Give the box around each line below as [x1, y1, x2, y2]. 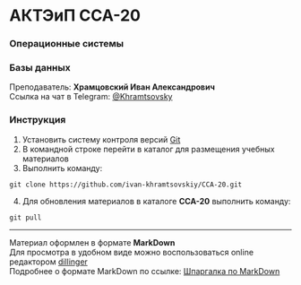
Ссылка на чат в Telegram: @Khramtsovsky [9, 91, 173, 102]
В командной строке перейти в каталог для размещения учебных [21, 143, 275, 154]
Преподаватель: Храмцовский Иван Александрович [9, 82, 215, 92]
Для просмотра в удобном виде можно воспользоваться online [9, 246, 254, 257]
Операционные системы [9, 38, 125, 50]
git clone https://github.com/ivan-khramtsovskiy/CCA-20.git [9, 180, 243, 189]
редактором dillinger [9, 256, 88, 267]
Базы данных [9, 62, 71, 74]
